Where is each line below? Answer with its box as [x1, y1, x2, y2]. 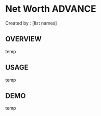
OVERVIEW [5, 35, 42, 43]
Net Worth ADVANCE [5, 3, 96, 15]
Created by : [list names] [5, 20, 57, 26]
